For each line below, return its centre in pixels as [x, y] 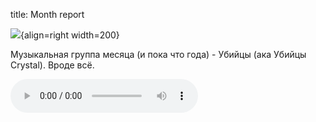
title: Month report [47, 14]
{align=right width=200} [70, 35]
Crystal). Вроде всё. [52, 65]
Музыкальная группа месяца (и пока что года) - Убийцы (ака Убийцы [158, 54]
